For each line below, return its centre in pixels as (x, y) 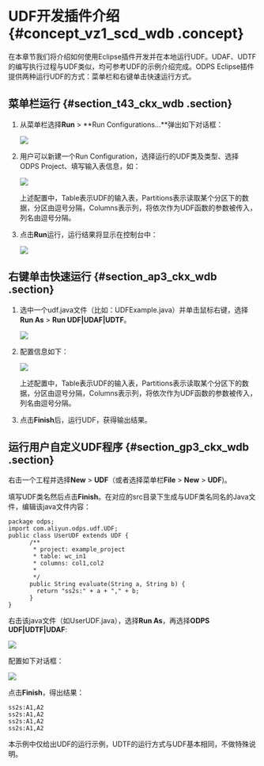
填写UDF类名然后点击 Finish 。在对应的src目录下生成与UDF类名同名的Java (128, 497)
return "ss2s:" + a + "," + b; (88, 592)
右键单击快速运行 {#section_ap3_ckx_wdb (113, 277)
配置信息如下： (44, 351)
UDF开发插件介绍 (64, 16)
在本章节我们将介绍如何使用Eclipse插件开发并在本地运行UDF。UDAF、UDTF (132, 56)
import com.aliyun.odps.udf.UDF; (63, 529)
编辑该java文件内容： (56, 507)
